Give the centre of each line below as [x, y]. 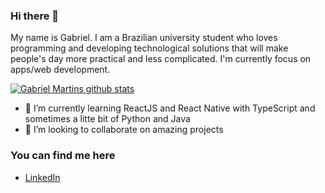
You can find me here [63, 156]
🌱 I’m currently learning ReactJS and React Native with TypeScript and [170, 108]
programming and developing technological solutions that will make [149, 48]
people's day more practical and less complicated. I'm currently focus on [161, 59]
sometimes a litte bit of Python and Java [107, 119]
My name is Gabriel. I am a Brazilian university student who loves [144, 38]
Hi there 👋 [35, 16]
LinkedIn [42, 177]
